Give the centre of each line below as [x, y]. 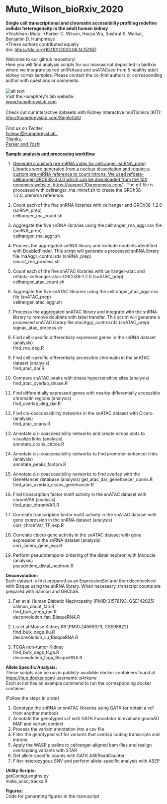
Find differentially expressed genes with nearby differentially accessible [86, 393]
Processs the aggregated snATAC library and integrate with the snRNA [85, 312]
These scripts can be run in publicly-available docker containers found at [81, 672]
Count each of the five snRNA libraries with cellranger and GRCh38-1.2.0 [87, 205]
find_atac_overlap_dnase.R [40, 383]
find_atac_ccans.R [32, 423]
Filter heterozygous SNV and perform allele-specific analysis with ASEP [86, 761]
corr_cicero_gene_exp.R [38, 545]
